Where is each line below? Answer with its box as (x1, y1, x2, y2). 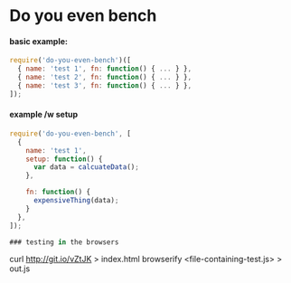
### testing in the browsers (9, 237, 119, 247)
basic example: (9, 35, 68, 46)
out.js (9, 263, 31, 274)
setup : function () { (25, 155, 103, 164)
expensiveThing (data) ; (33, 196, 119, 205)
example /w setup (9, 109, 79, 120)
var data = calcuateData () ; (33, 163, 140, 172)
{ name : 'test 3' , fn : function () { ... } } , (17, 81, 192, 90)
